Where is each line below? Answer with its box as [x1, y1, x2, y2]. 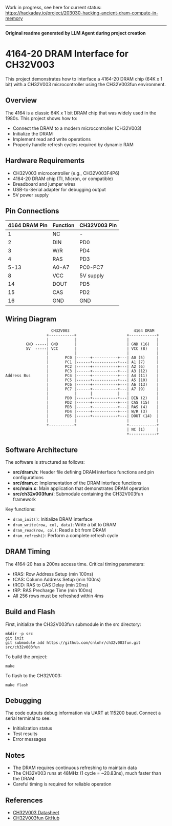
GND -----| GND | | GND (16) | [26, 342, 159, 347]
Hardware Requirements [5, 156, 85, 165]
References [5, 796, 43, 804]
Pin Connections [5, 206, 59, 215]
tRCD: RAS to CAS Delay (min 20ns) [12, 582, 89, 588]
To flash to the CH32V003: [5, 672, 62, 679]
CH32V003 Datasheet [12, 810, 60, 816]
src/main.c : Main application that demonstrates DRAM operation [12, 485, 149, 491]
